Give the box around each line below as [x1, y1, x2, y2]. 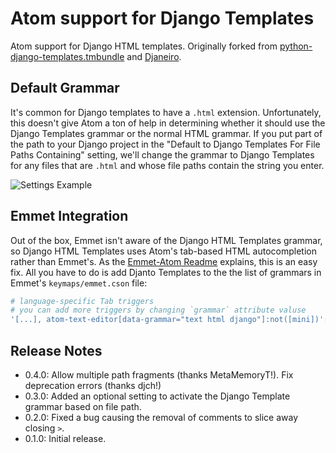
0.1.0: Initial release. [24, 433, 107, 444]
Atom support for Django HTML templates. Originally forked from [10, 40, 278, 52]
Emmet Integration [10, 208, 129, 225]
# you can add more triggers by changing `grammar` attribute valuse [10, 305, 307, 316]
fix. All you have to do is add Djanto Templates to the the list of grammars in [10, 266, 322, 278]
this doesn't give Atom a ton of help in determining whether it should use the [10, 117, 326, 129]
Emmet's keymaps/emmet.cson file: [10, 277, 148, 289]
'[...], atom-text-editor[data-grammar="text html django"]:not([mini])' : [10, 315, 329, 325]
